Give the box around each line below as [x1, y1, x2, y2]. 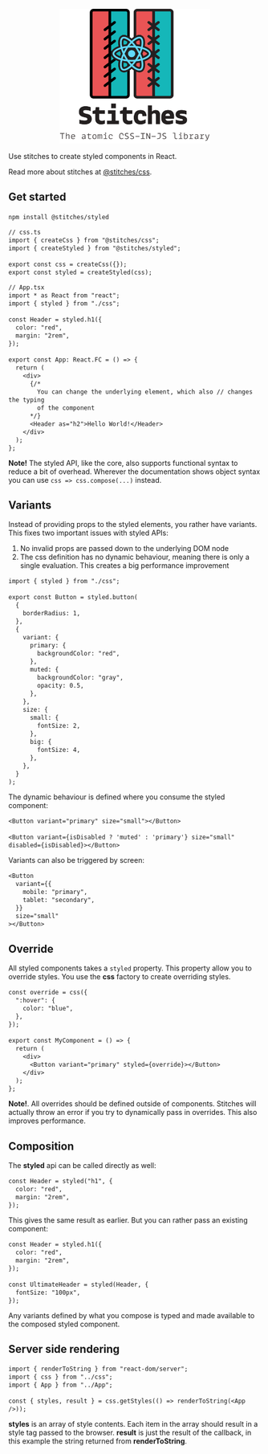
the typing [8, 395, 45, 404]
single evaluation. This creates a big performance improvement [19, 561, 229, 570]
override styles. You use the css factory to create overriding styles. [8, 972, 231, 982]
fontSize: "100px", [15, 1289, 81, 1297]
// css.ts [8, 228, 42, 236]
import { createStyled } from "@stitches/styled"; [8, 244, 181, 252]
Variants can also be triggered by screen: [8, 856, 144, 865]
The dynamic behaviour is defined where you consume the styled [8, 792, 225, 802]
